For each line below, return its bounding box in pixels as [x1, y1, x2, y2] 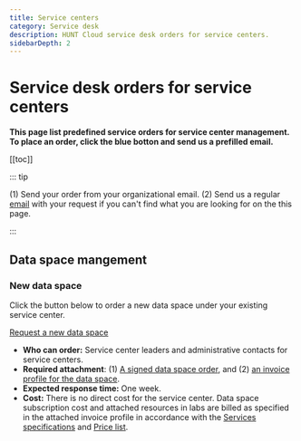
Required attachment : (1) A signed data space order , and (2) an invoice [22, 363, 290, 374]
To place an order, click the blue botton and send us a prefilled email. [9, 137, 274, 148]
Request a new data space [9, 327, 109, 338]
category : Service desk [9, 22, 100, 31]
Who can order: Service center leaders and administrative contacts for [22, 344, 288, 355]
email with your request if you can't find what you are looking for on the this [9, 198, 293, 209]
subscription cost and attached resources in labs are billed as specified [22, 402, 290, 413]
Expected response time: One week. [22, 382, 161, 394]
